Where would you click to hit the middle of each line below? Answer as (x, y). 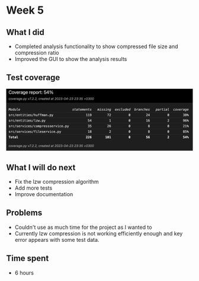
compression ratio (37, 53)
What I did (25, 32)
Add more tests (33, 188)
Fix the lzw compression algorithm (57, 181)
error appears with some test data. (57, 240)
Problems (24, 213)
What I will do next (41, 167)
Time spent (28, 258)
